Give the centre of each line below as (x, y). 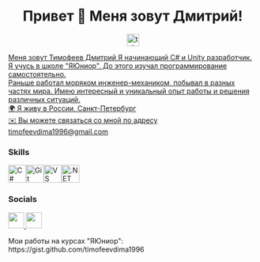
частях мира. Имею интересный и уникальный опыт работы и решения (129, 91)
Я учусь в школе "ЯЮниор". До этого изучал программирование (118, 66)
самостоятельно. (37, 74)
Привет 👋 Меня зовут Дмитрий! (133, 16)
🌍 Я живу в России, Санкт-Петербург (72, 108)
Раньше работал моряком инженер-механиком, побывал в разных (122, 82)
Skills (19, 152)
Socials (23, 199)
